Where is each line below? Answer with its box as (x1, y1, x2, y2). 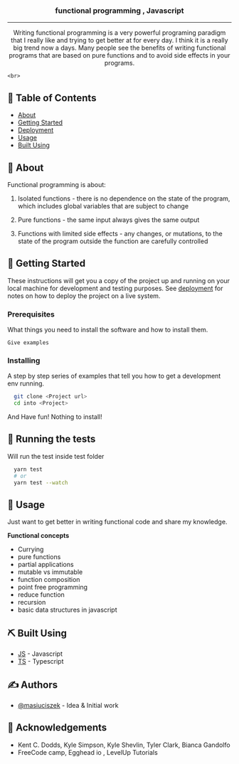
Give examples (7, 339, 50, 346)
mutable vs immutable (17, 568, 83, 576)
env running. (7, 379, 45, 388)
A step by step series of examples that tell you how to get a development (7, 372, 221, 381)
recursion (17, 598, 46, 607)
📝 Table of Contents (7, 92, 97, 104)
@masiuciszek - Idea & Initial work (17, 701, 119, 709)
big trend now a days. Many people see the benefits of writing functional (13, 43, 226, 52)
